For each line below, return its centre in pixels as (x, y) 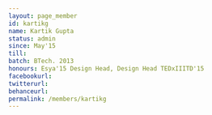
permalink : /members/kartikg (57, 99)
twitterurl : (28, 83)
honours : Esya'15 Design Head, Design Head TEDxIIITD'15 (106, 69)
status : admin (32, 38)
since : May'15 (32, 46)
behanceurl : (28, 91)
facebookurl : (30, 76)
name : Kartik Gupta (41, 31)
